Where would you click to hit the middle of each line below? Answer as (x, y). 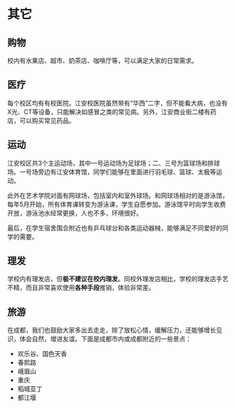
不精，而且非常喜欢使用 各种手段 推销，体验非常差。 (81, 287)
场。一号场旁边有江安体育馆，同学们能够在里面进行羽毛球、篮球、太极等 (112, 172)
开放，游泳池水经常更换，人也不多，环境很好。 (75, 213)
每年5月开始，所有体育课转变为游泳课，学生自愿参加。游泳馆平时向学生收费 (117, 204)
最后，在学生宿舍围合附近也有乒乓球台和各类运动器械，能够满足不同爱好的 (115, 228)
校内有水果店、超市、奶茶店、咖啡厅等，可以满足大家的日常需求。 (102, 61)
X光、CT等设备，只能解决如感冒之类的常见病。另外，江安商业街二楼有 (109, 111)
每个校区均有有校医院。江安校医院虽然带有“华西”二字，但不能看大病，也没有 (117, 103)
